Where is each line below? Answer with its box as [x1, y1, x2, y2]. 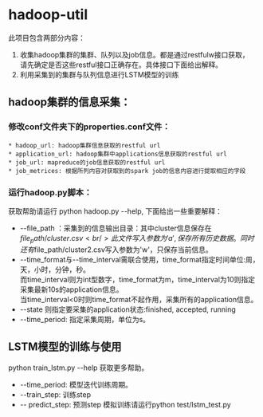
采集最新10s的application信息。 [19, 285, 124, 294]
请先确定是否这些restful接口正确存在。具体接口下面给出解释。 [19, 60, 223, 69]
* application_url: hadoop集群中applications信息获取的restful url [8, 150, 227, 158]
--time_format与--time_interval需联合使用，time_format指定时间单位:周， [19, 254, 260, 264]
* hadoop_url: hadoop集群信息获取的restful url [8, 141, 161, 149]
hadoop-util [8, 6, 88, 24]
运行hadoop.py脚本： [8, 187, 92, 198]
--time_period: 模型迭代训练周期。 [19, 380, 133, 389]
